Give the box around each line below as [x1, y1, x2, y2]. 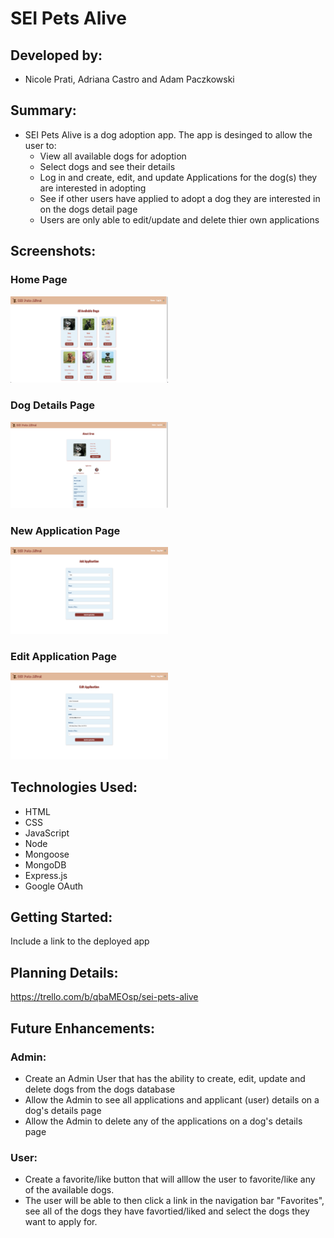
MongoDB [24, 858, 67, 871]
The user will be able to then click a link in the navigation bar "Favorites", [24, 1195, 325, 1207]
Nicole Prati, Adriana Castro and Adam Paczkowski [24, 73, 235, 85]
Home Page [10, 273, 68, 287]
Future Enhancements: [10, 1020, 156, 1037]
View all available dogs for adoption [39, 150, 187, 162]
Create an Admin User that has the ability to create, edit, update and [24, 1072, 306, 1084]
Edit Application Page [10, 649, 118, 663]
